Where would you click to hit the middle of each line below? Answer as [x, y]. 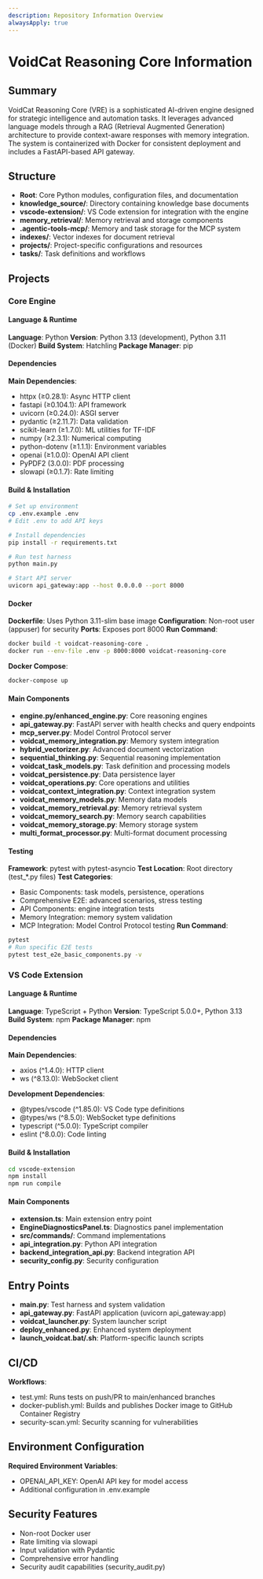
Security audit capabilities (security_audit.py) [92, 1566]
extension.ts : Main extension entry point [86, 1219]
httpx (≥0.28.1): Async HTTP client [75, 397]
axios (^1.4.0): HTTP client [62, 1070]
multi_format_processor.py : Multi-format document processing [123, 833]
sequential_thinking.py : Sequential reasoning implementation [120, 758]
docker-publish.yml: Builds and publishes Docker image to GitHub [126, 1405]
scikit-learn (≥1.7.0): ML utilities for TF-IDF [88, 430]
